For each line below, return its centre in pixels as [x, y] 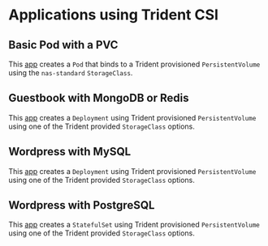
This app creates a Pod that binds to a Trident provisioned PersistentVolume [134, 64]
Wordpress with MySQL [70, 152]
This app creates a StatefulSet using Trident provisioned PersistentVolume [134, 225]
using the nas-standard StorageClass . [71, 73]
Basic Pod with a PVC [63, 45]
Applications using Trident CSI [114, 15]
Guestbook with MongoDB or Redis [99, 98]
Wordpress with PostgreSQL [82, 205]
